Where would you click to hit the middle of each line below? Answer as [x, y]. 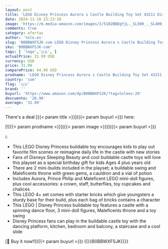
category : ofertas [24, 33]
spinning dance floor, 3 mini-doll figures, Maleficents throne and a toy [84, 210]
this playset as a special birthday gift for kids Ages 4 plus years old [81, 162]
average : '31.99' [23, 103]
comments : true [21, 28]
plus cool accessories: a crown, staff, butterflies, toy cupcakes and [81, 184]
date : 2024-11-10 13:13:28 [33, 19]
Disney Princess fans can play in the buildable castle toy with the [79, 221]
